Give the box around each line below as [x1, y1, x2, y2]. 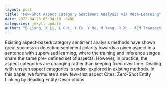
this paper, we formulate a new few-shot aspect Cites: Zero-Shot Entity [5, 71, 151, 77]
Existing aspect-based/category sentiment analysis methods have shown [5, 39, 156, 45]
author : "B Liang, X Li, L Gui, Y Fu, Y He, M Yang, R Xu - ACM [5, 26, 141, 31]
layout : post [5, 7, 32, 12]
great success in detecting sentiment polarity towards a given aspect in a [5, 45, 155, 51]
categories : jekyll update [5, 21, 61, 26]
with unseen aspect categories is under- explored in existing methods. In [5, 66, 155, 72]
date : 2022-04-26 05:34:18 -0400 [5, 16, 75, 21]
